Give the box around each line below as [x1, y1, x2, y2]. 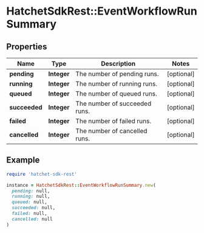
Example [6, 155, 40, 165]
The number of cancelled [75, 127, 148, 135]
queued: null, [12, 199, 47, 205]
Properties [6, 41, 47, 52]
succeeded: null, [12, 205, 56, 211]
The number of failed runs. [75, 117, 152, 125]
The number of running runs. [75, 80, 158, 88]
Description [101, 60, 135, 68]
